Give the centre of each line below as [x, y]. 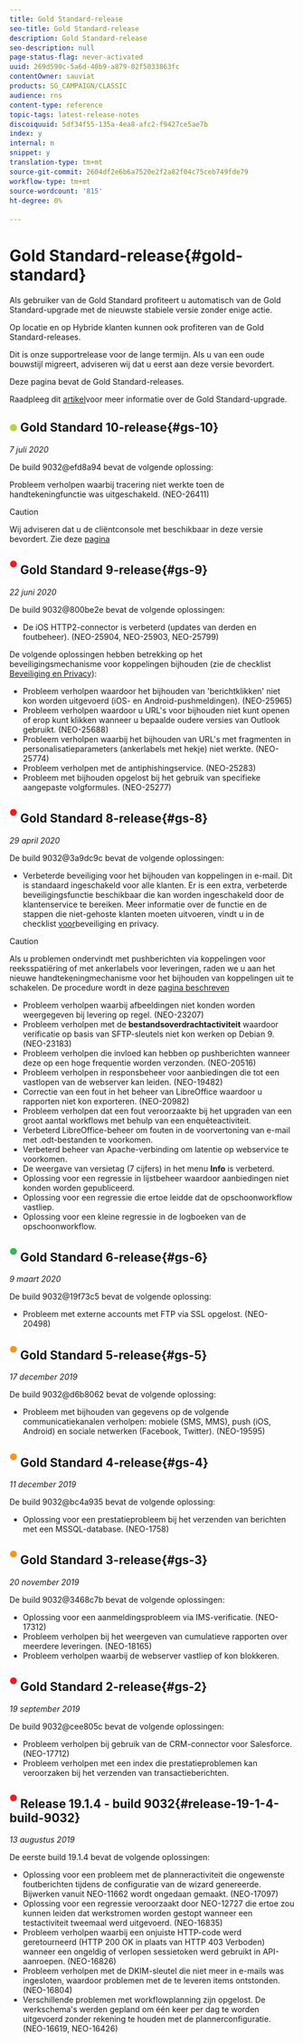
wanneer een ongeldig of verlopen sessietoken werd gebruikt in [142, 1952]
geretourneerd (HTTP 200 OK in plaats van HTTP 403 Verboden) [143, 1943]
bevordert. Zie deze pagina [60, 539]
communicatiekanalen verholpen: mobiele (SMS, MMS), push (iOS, [147, 1422]
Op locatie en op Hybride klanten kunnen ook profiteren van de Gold [137, 328]
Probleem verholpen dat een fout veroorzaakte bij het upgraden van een [157, 1111]
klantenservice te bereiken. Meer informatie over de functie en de [145, 904]
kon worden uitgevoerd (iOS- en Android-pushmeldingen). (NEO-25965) [157, 701]
